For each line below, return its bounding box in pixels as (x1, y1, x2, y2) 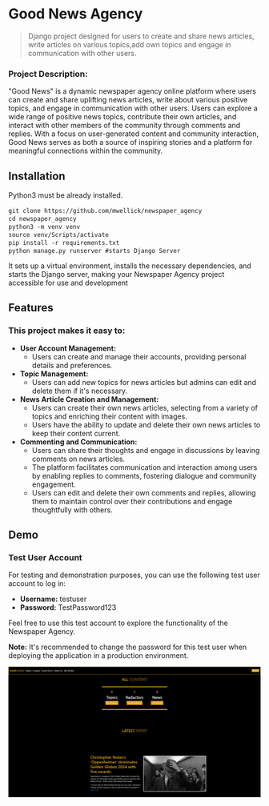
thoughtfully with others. (31, 505, 114, 515)
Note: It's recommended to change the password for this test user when (8, 642, 247, 652)
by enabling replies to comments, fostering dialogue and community (31, 471, 257, 480)
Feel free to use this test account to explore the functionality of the (8, 618, 228, 628)
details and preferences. (31, 360, 113, 370)
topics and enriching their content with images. (31, 411, 188, 421)
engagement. (31, 479, 76, 489)
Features (8, 301, 54, 315)
